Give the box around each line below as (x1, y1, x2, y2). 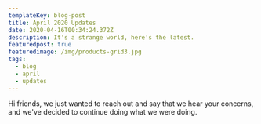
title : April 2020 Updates (8, 19, 96, 27)
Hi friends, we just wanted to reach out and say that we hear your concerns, (8, 99, 254, 108)
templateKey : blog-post (8, 11, 86, 20)
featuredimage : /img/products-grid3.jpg (8, 48, 143, 56)
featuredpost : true (8, 41, 72, 49)
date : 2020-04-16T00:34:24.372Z (8, 26, 114, 34)
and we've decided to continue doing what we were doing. (8, 107, 198, 116)
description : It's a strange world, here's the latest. (8, 33, 194, 42)
